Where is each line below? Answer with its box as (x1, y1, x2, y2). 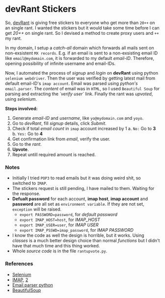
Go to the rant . (12, 141, 42, 147)
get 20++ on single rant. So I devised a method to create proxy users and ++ (5, 30, 159, 36)
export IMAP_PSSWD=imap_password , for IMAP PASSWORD (19, 227, 134, 233)
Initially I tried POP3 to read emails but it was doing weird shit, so (12, 175, 141, 181)
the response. (12, 190, 41, 197)
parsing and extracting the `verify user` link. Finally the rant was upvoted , (5, 91, 153, 97)
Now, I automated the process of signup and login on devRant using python (5, 70, 159, 76)
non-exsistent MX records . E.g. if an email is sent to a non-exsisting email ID (5, 50, 158, 56)
